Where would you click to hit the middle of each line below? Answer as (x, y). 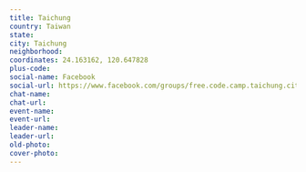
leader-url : (32, 137)
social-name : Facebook (52, 77)
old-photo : (30, 145)
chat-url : (28, 102)
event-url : (30, 119)
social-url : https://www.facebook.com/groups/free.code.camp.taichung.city (156, 86)
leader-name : (34, 128)
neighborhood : (36, 52)
